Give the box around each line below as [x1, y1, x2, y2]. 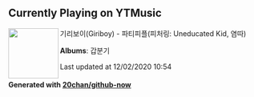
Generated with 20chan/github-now [8, 80, 132, 90]
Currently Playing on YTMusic [8, 6, 162, 20]
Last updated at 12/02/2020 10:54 [59, 62, 172, 71]
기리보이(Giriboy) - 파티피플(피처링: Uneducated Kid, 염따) [59, 28, 247, 38]
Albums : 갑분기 [59, 46, 111, 55]
